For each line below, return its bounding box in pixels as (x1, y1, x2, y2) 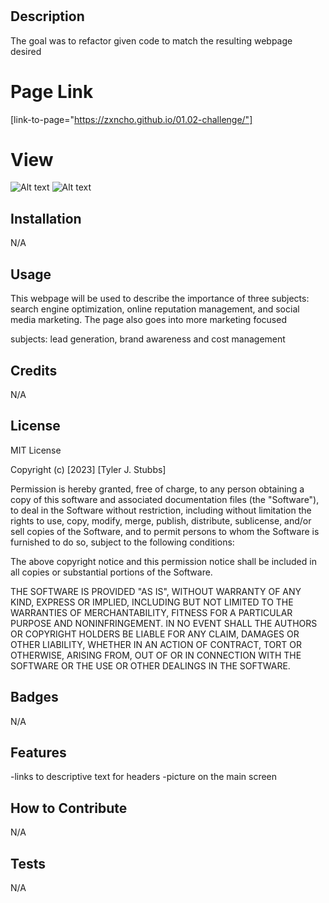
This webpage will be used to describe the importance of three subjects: (10, 293, 310, 305)
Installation (10, 210, 82, 227)
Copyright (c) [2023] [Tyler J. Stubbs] (10, 463, 167, 475)
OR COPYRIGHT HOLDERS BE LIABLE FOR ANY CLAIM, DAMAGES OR (10, 628, 300, 640)
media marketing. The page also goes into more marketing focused (10, 314, 287, 326)
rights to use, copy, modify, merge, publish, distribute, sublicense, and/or (10, 514, 312, 527)
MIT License (10, 444, 62, 456)
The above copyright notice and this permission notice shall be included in (10, 555, 317, 567)
